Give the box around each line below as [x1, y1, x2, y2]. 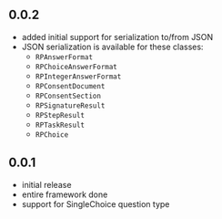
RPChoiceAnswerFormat [35, 62, 117, 71]
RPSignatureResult [35, 100, 106, 110]
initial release [21, 179, 72, 190]
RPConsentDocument [35, 81, 106, 90]
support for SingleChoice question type [21, 198, 170, 209]
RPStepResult [35, 110, 86, 120]
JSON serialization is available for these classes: [21, 41, 204, 52]
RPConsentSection [35, 91, 102, 100]
